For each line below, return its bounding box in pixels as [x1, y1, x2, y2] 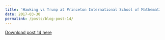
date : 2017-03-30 [5, 12, 41, 17]
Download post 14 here [5, 30, 52, 36]
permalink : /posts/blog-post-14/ [5, 16, 74, 21]
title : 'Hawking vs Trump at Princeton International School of [5, 7, 139, 12]
